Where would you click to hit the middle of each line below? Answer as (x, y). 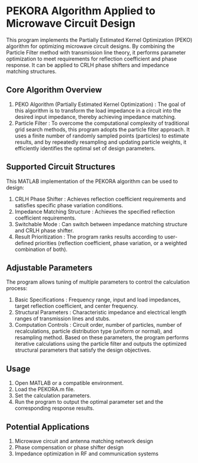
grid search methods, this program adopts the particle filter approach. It (102, 129)
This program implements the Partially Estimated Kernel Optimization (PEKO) (99, 40)
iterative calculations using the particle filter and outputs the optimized (101, 344)
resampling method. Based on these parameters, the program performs (102, 337)
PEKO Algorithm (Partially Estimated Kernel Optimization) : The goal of (100, 104)
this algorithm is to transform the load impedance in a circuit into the (98, 110)
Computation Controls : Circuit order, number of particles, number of (98, 325)
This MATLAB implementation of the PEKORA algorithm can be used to (92, 181)
